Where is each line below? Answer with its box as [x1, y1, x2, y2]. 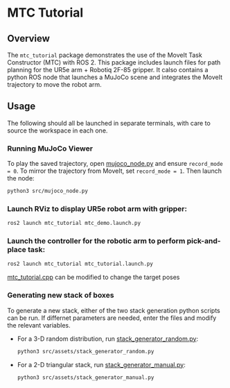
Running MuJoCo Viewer [7, 144, 94, 153]
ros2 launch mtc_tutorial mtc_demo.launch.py [7, 220, 141, 227]
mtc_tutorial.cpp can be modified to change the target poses [7, 273, 180, 282]
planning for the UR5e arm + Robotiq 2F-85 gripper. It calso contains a [7, 66, 209, 74]
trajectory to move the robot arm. [7, 81, 102, 88]
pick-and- [186, 236, 221, 246]
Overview [7, 33, 51, 44]
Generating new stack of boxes [7, 290, 114, 300]
